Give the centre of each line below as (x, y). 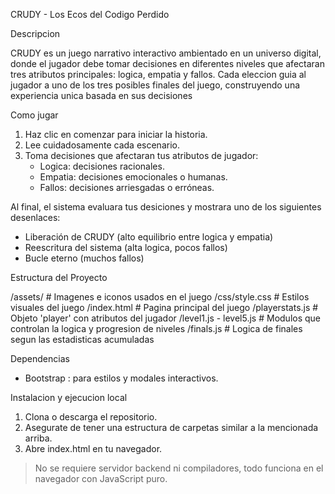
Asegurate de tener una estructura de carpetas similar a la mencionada (171, 427)
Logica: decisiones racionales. (102, 166)
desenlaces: (35, 217)
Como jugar (34, 115)
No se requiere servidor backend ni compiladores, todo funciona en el (179, 468)
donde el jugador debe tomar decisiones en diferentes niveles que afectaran (167, 63)
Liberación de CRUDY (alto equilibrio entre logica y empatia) (149, 237)
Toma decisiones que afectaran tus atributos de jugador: (141, 155)
